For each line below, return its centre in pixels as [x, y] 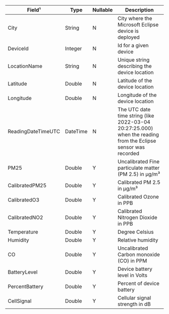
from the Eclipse [137, 141]
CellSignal [20, 301]
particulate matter [139, 168]
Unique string [134, 60]
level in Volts [132, 275]
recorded [128, 153]
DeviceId [18, 48]
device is [128, 31]
